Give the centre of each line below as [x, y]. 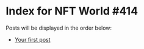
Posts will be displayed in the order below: [59, 28]
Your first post [32, 39]
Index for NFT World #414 [72, 11]
